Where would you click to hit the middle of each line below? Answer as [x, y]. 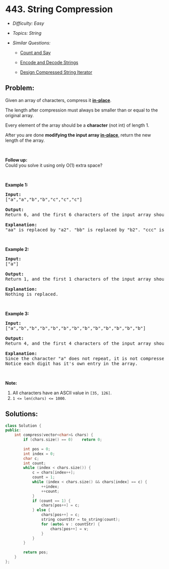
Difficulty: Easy [28, 23]
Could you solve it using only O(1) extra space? [54, 165]
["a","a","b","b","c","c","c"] [44, 199]
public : [13, 430]
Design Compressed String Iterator [56, 72]
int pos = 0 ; [37, 449]
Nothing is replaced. [32, 294]
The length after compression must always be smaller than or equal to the [82, 110]
